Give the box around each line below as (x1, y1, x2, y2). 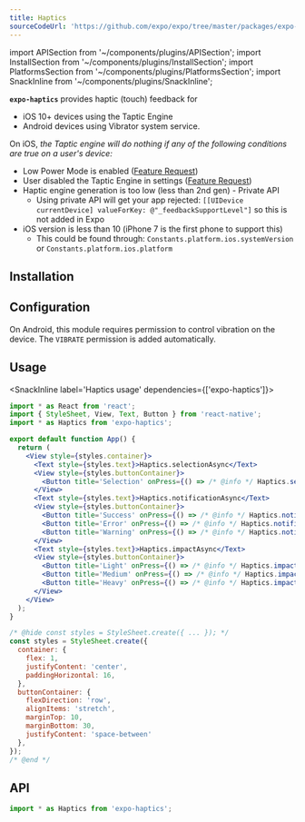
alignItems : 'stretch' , (25, 705, 116, 714)
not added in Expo (35, 213, 105, 224)
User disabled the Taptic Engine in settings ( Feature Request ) (22, 174, 252, 186)
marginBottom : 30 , (25, 721, 95, 731)
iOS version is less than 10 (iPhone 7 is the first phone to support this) (22, 223, 283, 234)
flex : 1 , (25, 654, 59, 663)
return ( (17, 443, 51, 452)
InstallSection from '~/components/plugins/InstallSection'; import (9, 56, 254, 67)
